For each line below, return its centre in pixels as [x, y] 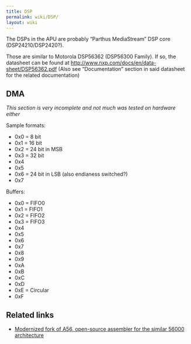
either [13, 114]
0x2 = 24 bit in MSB [39, 149]
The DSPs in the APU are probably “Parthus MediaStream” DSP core [88, 39]
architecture [29, 335]
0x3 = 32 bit [29, 155]
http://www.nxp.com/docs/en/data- [113, 63]
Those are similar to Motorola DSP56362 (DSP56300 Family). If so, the [91, 57]
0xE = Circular [32, 290]
